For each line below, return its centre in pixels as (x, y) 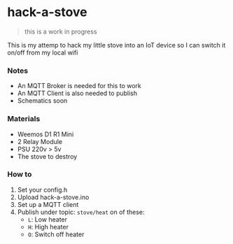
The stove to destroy (47, 156)
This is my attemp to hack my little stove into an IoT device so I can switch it (116, 45)
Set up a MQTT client (48, 204)
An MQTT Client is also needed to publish (77, 93)
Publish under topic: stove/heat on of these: (81, 212)
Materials (24, 119)
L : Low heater (48, 219)
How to (20, 174)
